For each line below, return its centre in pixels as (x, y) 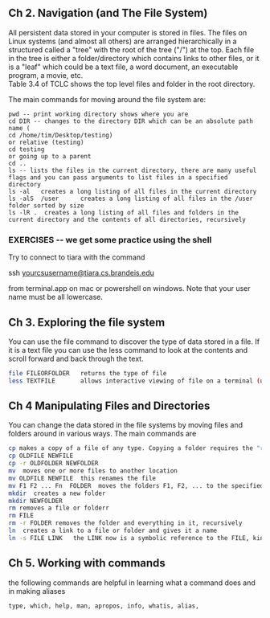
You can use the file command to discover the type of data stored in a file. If (134, 342)
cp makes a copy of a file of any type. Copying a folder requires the (131, 448)
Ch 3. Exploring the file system (87, 322)
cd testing (27, 149)
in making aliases (37, 591)
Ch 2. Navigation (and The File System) (108, 13)
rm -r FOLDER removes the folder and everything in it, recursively (125, 523)
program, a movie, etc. (46, 75)
